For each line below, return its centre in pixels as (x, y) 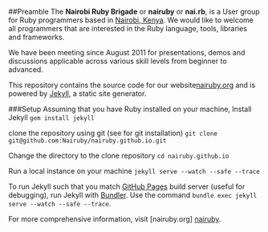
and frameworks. (37, 37)
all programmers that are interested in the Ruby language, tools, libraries (128, 28)
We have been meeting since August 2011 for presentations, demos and (127, 52)
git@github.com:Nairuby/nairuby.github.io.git (87, 141)
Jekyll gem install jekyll (51, 118)
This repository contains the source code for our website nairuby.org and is (132, 85)
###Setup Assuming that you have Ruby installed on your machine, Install (130, 109)
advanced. (26, 70)
